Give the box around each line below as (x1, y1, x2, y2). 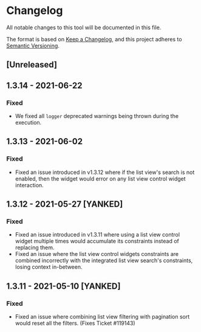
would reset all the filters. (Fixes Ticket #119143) (15, 320, 135, 327)
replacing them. (15, 244, 55, 251)
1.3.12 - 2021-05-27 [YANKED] (6, 199, 123, 210)
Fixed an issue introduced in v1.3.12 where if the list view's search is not (15, 168, 195, 176)
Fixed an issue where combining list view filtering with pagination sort (15, 313, 190, 320)
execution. (15, 119, 42, 126)
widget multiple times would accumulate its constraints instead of (15, 238, 179, 245)
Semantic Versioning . (6, 42, 60, 49)
